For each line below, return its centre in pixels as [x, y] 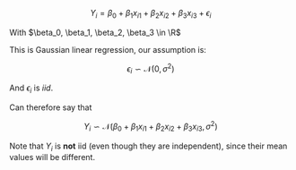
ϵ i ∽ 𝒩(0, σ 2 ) [151, 69]
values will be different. [52, 157]
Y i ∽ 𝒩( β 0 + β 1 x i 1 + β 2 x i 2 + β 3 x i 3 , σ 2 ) [151, 127]
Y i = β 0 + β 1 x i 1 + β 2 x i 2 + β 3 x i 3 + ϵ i [151, 14]
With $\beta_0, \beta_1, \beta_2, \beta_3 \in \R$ [95, 32]
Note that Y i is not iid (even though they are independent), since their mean [148, 147]
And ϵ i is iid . [31, 89]
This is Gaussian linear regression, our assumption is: [108, 49]
